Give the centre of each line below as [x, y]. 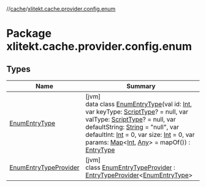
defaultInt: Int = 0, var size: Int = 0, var [140, 135]
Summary [141, 86]
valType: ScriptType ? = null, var [131, 119]
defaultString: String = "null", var [132, 127]
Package [29, 34]
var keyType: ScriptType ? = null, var [137, 112]
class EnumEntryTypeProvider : [131, 167]
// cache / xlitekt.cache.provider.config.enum [61, 9]
